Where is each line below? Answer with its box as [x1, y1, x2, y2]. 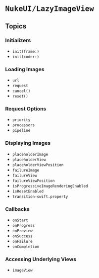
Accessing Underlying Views [5, 256, 77, 263]
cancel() [12, 89, 31, 93]
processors [12, 123, 35, 128]
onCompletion [12, 244, 40, 250]
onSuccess [12, 234, 33, 239]
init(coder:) [12, 54, 40, 59]
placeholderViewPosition [12, 162, 64, 168]
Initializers [5, 37, 31, 44]
